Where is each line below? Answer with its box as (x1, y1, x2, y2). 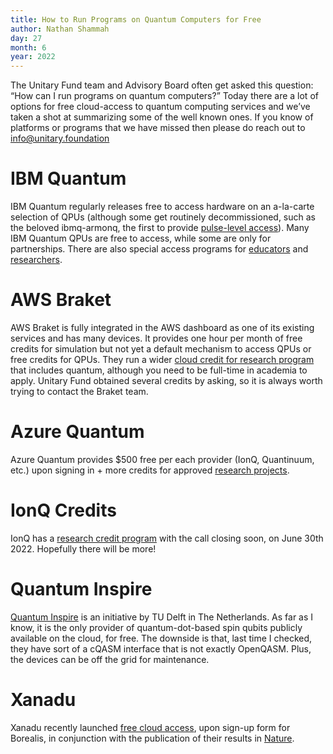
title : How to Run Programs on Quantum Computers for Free (10, 14, 262, 25)
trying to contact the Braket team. (10, 386, 149, 397)
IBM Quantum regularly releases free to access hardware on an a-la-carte (10, 201, 315, 213)
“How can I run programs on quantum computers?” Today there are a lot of (10, 90, 319, 102)
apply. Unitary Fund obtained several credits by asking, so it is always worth (10, 375, 323, 386)
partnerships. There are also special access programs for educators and (10, 243, 309, 255)
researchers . (10, 254, 63, 266)
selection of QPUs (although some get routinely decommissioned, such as (10, 211, 316, 223)
